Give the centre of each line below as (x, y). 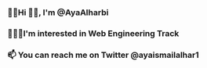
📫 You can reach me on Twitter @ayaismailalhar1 (103, 55)
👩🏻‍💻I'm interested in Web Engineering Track (93, 33)
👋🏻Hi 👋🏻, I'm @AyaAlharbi (58, 13)
